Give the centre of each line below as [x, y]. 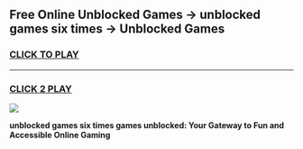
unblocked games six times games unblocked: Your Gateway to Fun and [147, 125]
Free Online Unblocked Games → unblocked [135, 15]
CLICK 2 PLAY [41, 88]
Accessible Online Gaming [60, 135]
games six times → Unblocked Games [117, 29]
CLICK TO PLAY [44, 55]
